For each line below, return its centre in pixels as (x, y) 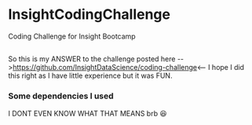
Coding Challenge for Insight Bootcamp (72, 36)
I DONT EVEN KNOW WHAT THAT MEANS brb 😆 (88, 113)
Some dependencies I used (61, 96)
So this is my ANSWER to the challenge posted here (92, 59)
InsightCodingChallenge (89, 15)
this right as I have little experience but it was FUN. (90, 75)
